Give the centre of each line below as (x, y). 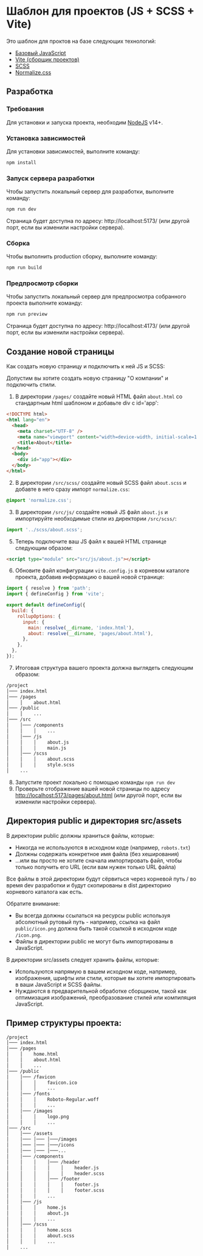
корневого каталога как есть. (45, 891)
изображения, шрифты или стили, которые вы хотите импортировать (105, 978)
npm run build (24, 268)
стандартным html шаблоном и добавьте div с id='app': (87, 403)
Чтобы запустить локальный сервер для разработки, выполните (90, 192)
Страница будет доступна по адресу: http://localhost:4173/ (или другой (98, 326)
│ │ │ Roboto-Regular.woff (53, 1100)
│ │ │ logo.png (38, 1116)
